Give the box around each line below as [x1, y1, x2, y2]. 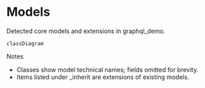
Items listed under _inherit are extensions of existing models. [16, 73, 190, 81]
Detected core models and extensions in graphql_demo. [6, 27, 166, 35]
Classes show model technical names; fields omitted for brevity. [16, 65, 199, 74]
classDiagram [6, 40, 44, 47]
